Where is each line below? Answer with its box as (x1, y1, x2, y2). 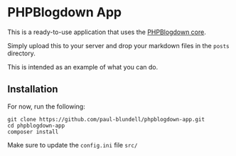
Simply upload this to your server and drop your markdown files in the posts (7, 41, 230, 50)
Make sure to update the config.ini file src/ (7, 140, 138, 149)
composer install (7, 128, 59, 135)
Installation (7, 83, 58, 96)
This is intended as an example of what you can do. (7, 62, 159, 71)
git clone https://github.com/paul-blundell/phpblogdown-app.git (7, 116, 205, 123)
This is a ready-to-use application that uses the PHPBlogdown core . (7, 28, 206, 36)
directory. (7, 49, 36, 57)
